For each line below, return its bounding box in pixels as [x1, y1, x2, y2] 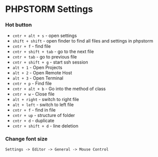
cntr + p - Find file [12, 80, 52, 86]
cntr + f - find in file [12, 107, 56, 113]
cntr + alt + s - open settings [12, 32, 77, 38]
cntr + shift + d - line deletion [12, 123, 79, 129]
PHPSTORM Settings [5, 3, 93, 15]
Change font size [5, 135, 48, 142]
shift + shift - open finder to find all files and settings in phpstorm [12, 38, 153, 44]
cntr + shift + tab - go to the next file [12, 48, 94, 54]
